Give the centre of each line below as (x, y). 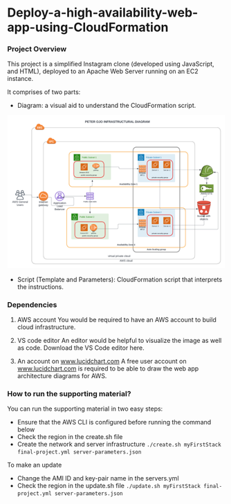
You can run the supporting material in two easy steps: (85, 409)
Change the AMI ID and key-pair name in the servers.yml (98, 478)
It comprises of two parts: (44, 92)
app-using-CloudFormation (88, 27)
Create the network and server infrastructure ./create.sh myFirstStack (119, 445)
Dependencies (32, 304)
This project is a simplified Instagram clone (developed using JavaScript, (111, 64)
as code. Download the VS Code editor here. (81, 348)
